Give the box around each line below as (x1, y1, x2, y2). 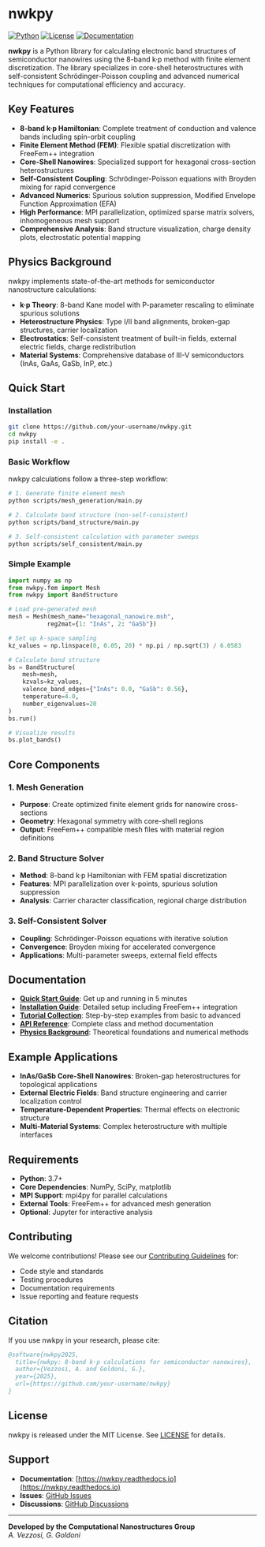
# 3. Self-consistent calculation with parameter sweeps (8, 532, 200, 540)
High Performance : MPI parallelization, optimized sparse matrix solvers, (19, 207, 255, 217)
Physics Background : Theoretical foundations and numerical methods (19, 1027, 249, 1037)
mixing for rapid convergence (19, 182, 116, 192)
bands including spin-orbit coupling (19, 132, 136, 141)
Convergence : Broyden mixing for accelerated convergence (19, 942, 216, 951)
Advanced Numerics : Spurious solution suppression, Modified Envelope (19, 190, 256, 200)
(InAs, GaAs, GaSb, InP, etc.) (19, 358, 113, 368)
